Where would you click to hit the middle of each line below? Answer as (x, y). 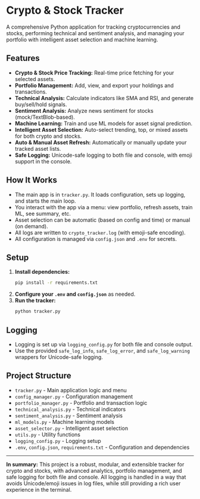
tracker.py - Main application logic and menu (71, 390)
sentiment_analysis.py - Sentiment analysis (69, 416)
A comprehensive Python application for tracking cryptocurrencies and (93, 27)
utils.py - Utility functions (47, 434)
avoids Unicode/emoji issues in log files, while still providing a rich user (93, 483)
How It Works (32, 180)
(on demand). (32, 226)
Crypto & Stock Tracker (65, 10)
